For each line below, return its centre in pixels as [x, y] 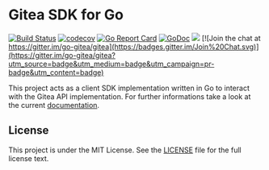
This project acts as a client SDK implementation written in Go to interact [129, 88]
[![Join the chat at [231, 38]
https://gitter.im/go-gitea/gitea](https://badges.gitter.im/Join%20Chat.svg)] [134, 47]
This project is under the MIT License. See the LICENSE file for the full [125, 150]
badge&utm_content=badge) [56, 72]
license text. [29, 158]
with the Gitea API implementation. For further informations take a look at [130, 96]
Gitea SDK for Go [66, 15]
